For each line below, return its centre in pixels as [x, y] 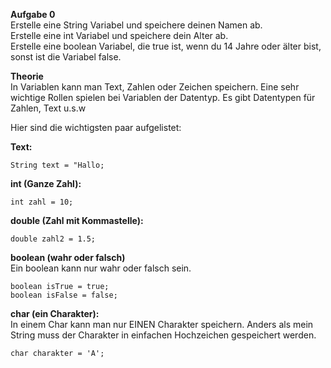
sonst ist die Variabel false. [66, 57]
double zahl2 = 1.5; [53, 239]
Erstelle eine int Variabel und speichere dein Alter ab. [119, 35]
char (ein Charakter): [55, 313]
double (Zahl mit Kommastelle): [77, 220]
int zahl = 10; [42, 202]
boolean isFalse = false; [64, 295]
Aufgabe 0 [33, 14]
